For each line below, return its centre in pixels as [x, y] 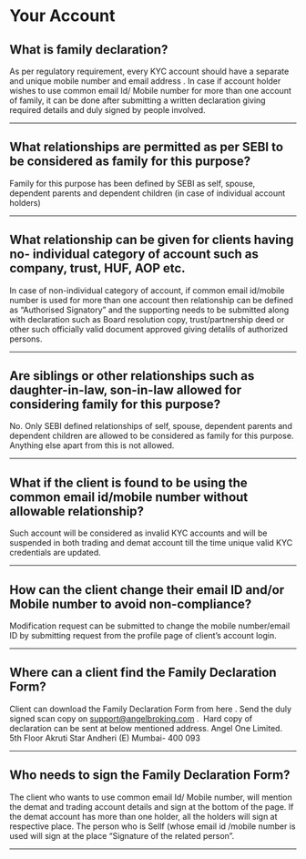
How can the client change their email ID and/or [147, 590]
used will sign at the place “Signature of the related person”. [122, 835]
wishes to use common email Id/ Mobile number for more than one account [150, 91]
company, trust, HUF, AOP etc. [97, 268]
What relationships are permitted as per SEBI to [147, 147]
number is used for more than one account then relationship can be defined [152, 300]
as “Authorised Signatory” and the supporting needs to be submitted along [149, 310]
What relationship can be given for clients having [152, 240]
